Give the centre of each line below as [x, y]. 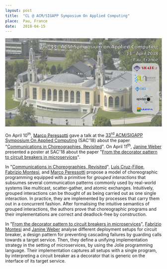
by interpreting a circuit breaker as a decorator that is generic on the [75, 256]
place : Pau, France [27, 21]
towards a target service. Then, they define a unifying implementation [77, 240]
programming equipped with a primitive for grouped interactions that [75, 178]
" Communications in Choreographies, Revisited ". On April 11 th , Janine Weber [83, 146]
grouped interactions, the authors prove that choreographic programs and [81, 209]
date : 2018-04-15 [25, 26]
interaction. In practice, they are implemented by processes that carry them [83, 198]
